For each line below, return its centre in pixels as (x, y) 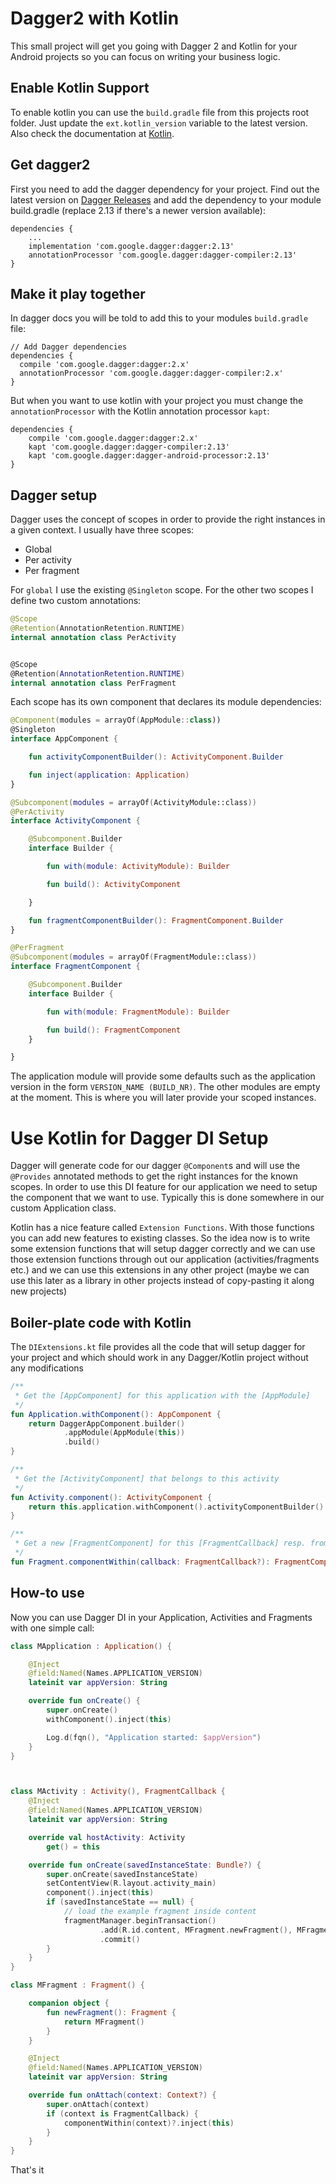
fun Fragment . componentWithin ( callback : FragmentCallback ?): (140, 1562)
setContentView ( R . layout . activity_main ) (131, 1883)
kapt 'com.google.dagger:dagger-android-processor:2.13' (149, 456)
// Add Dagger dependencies (69, 347)
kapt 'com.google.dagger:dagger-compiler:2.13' (129, 447)
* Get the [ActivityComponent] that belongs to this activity (147, 1478)
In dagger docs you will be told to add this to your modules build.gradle (159, 318)
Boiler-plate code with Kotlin (101, 1322)
